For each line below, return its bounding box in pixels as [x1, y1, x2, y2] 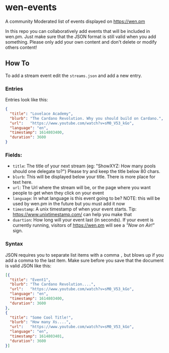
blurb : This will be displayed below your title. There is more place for [12, 174, 155, 180]
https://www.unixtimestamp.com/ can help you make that [12, 211, 132, 218]
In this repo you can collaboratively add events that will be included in [5, 28, 150, 34]
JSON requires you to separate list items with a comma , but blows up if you [5, 252, 164, 258]
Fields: [5, 151, 23, 158]
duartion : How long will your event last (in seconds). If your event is [12, 217, 154, 223]
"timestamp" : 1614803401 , [10, 334, 65, 339]
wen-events [5, 2, 57, 13]
